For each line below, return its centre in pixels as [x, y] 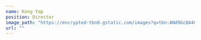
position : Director [30, 17]
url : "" [15, 28]
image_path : [20, 22]
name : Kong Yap [25, 11]
